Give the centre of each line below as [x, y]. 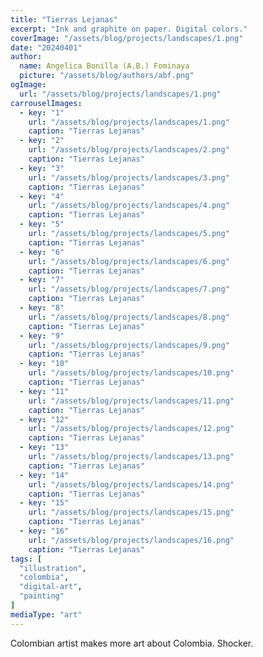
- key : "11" [44, 391]
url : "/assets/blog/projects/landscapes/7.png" [129, 289]
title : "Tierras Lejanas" [64, 19]
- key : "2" [42, 141]
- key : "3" [42, 168]
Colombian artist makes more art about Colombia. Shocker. [132, 643]
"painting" [42, 596]
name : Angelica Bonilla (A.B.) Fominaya [104, 66]
